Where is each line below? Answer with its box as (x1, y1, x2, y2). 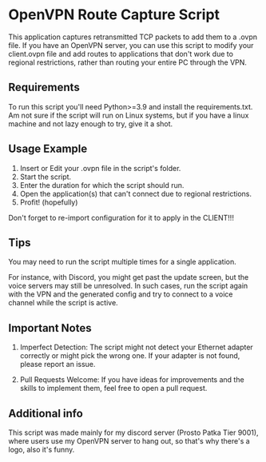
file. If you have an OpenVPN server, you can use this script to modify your (8, 40, 254, 50)
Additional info (8, 406, 84, 420)
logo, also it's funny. (8, 445, 75, 454)
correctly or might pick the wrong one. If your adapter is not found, (19, 351, 240, 360)
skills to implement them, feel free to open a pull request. (19, 384, 208, 393)
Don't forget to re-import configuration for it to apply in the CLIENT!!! (8, 213, 234, 222)
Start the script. (19, 172, 72, 181)
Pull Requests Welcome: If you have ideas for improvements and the (19, 375, 245, 384)
